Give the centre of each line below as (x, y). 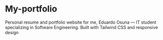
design (12, 32)
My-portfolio (31, 9)
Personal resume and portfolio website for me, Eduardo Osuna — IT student (81, 22)
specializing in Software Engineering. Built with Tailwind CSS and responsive (81, 27)
